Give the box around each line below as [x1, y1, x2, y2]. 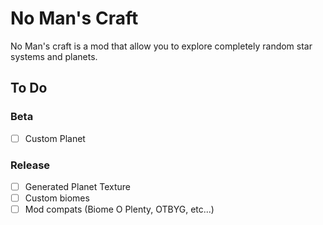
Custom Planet [24, 132, 86, 144]
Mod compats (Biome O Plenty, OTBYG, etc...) [24, 203, 215, 216]
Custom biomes [24, 192, 90, 204]
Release [10, 158, 51, 172]
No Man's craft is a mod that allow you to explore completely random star [10, 40, 313, 52]
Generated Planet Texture [24, 180, 131, 192]
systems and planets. [10, 50, 98, 62]
